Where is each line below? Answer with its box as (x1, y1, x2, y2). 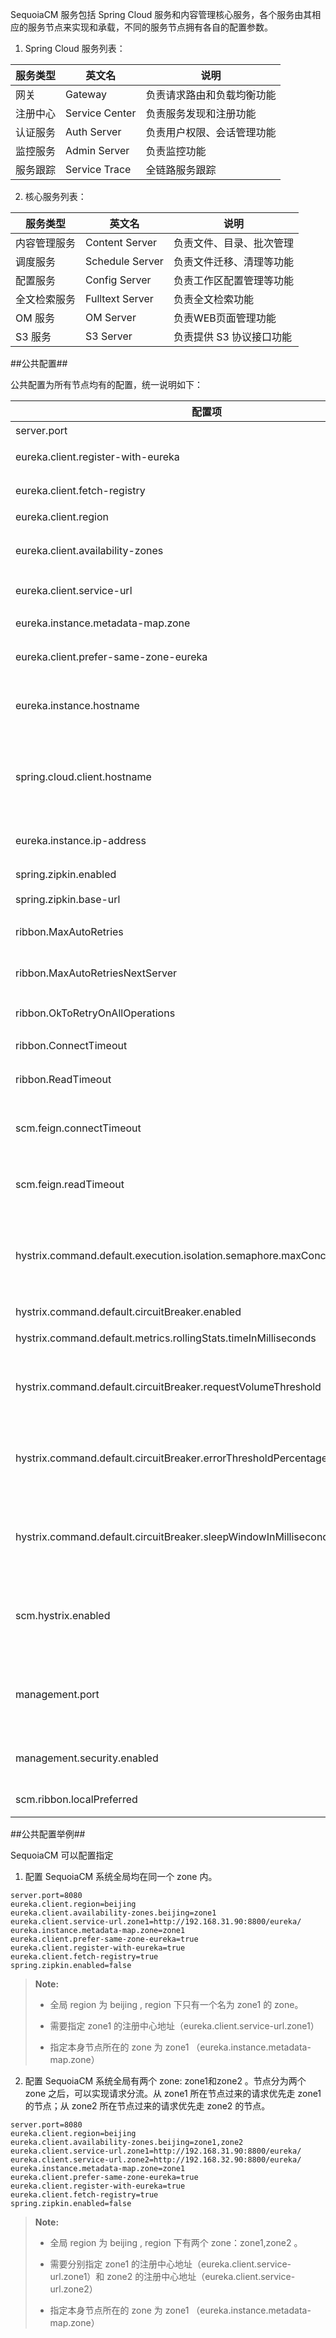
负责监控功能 (145, 144, 207, 158)
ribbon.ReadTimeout (15, 1073, 112, 1086)
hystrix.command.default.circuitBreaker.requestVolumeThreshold (15, 1380, 322, 1393)
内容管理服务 (15, 236, 77, 250)
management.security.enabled (15, 1751, 159, 1765)
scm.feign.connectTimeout (15, 1121, 142, 1135)
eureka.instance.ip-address (15, 834, 147, 847)
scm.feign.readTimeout (15, 1178, 125, 1191)
